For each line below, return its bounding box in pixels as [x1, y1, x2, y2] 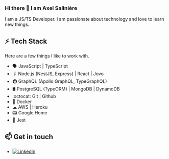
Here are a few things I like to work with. [5, 53, 90, 59]
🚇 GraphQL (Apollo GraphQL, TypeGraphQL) [12, 78, 107, 84]
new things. [5, 21, 30, 27]
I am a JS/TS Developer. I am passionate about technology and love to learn [5, 16, 164, 22]
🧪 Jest [12, 117, 26, 123]
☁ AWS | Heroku [12, 104, 48, 110]
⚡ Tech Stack [5, 37, 47, 45]
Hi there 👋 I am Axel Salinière [5, 5, 78, 12]
